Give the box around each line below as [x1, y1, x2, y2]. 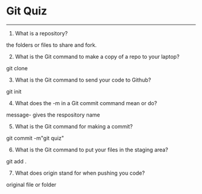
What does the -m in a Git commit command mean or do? [14, 99, 158, 106]
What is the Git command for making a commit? [14, 123, 133, 130]
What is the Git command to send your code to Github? [14, 76, 151, 83]
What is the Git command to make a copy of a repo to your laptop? [14, 53, 180, 60]
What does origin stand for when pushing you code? [14, 169, 145, 177]
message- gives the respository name [6, 111, 100, 118]
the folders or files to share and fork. [6, 41, 97, 49]
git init [6, 88, 22, 95]
